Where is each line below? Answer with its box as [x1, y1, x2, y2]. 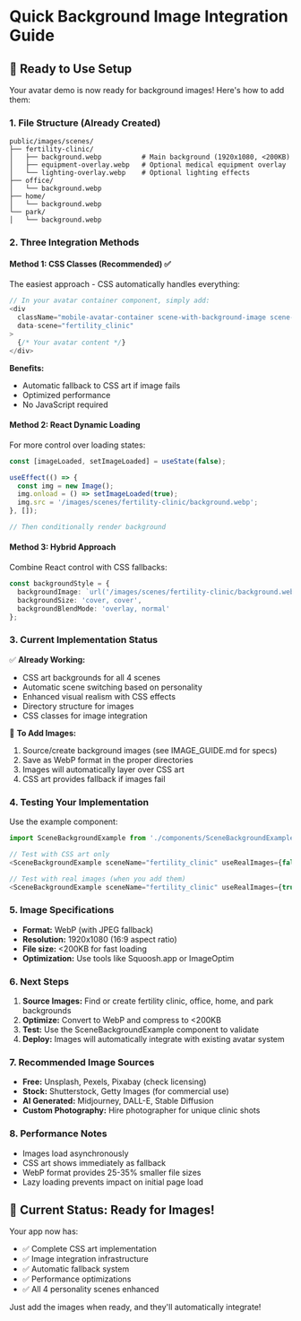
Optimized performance [21, 389, 111, 400]
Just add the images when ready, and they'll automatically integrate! [9, 1302, 262, 1313]
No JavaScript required [21, 399, 109, 410]
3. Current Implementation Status [9, 634, 159, 647]
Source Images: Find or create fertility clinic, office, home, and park [21, 995, 274, 1006]
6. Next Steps [9, 975, 70, 987]
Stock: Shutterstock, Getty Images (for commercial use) [21, 1086, 230, 1097]
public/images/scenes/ [9, 137, 94, 146]
